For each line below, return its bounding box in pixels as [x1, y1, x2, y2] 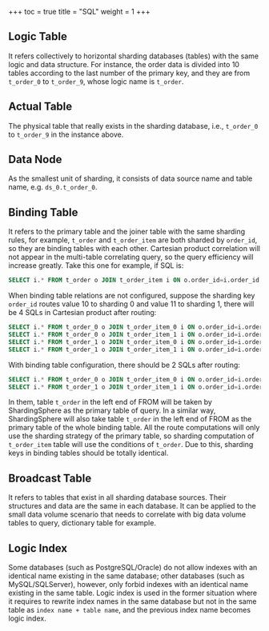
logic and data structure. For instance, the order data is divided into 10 [8, 59, 240, 69]
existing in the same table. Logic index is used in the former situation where [8, 588, 258, 597]
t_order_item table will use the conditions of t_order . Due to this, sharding [8, 440, 254, 449]
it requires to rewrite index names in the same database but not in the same [8, 597, 257, 606]
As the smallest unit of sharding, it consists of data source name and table [8, 174, 253, 183]
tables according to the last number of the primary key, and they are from [8, 68, 251, 78]
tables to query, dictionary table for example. [8, 518, 156, 528]
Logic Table [8, 30, 68, 43]
